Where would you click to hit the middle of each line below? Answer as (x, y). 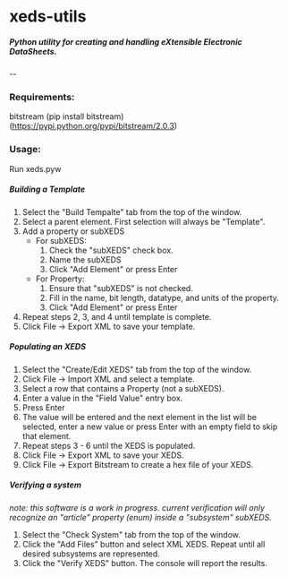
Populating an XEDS (48, 347)
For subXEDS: (61, 240)
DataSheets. (33, 51)
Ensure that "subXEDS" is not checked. (121, 288)
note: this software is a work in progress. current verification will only (137, 507)
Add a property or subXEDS (73, 231)
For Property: (60, 279)
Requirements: (42, 98)
